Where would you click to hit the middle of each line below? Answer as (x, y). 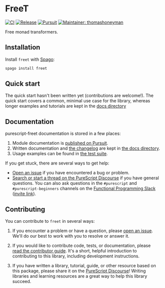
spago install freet (26, 68)
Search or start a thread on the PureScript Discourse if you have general (85, 178)
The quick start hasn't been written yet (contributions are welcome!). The (79, 96)
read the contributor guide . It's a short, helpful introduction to (74, 251)
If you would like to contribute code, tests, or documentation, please (82, 246)
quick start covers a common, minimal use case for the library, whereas (78, 101)
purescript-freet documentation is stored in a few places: (63, 133)
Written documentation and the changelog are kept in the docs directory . (86, 148)
